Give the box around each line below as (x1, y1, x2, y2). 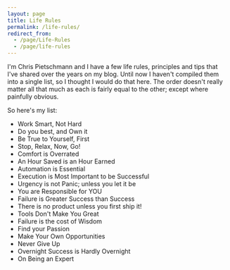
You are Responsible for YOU (17, 188, 102, 195)
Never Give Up (17, 240, 60, 247)
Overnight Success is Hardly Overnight (17, 247, 131, 255)
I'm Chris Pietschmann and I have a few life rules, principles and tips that (7, 63, 218, 70)
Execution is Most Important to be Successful (17, 172, 150, 180)
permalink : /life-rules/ (7, 23, 80, 30)
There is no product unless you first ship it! (17, 202, 142, 210)
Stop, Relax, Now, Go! (17, 142, 81, 150)
